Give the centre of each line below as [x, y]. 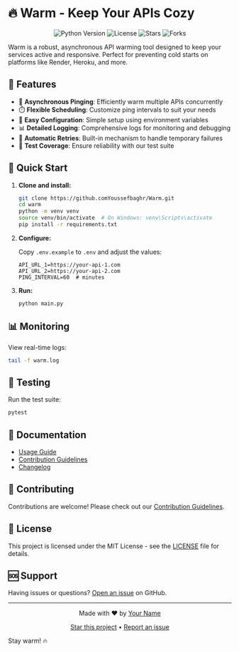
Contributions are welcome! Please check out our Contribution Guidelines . [116, 506]
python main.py [41, 304]
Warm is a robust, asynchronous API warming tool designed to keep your [115, 47]
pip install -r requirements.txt [68, 225]
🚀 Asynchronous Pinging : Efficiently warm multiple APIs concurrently [120, 102]
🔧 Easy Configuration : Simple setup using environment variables [113, 119]
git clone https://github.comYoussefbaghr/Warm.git [96, 198]
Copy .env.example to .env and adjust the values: [90, 252]
